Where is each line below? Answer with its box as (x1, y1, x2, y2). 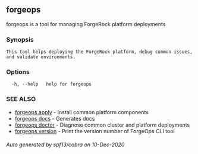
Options (6, 68, 30, 76)
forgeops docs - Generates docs (14, 115, 95, 122)
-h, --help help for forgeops (11, 81, 92, 87)
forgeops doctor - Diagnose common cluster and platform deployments (14, 121, 190, 128)
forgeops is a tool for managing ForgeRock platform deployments (6, 20, 166, 27)
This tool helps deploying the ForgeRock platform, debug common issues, (6, 49, 193, 55)
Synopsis (6, 35, 34, 43)
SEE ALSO (6, 95, 36, 103)
